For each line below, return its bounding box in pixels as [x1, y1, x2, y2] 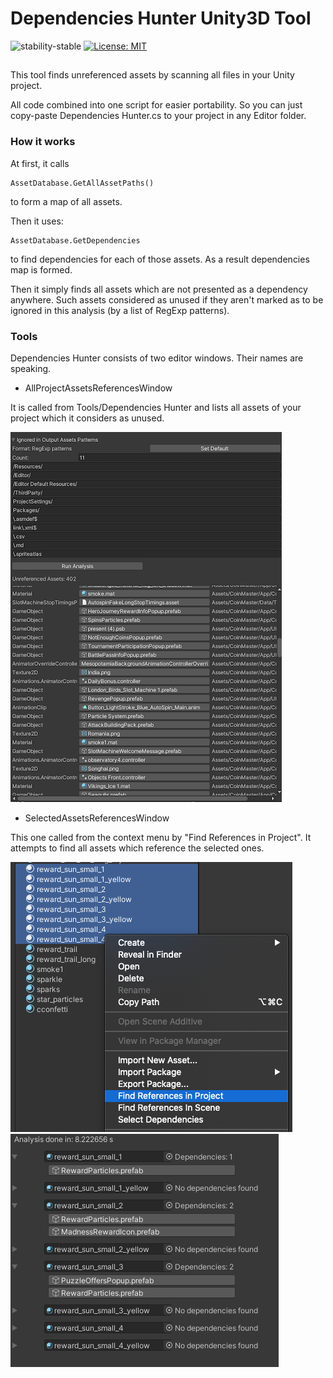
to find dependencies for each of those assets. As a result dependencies [10, 253, 310, 265]
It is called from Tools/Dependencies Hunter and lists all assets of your [10, 401, 302, 413]
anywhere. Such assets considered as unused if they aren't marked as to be [10, 293, 324, 306]
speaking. [10, 362, 52, 374]
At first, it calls [10, 157, 70, 169]
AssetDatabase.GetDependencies [10, 235, 141, 246]
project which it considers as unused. [10, 412, 165, 424]
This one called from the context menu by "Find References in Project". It [10, 831, 312, 843]
